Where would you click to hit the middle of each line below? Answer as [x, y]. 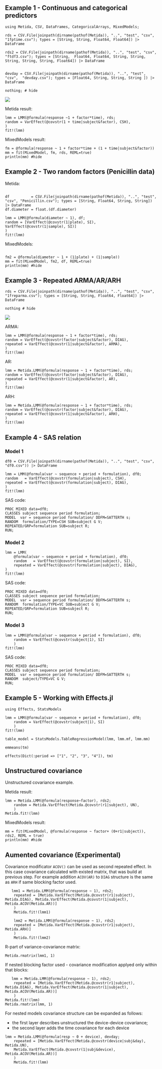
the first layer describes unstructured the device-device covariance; [80, 1023]
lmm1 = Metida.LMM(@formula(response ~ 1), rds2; [62, 891]
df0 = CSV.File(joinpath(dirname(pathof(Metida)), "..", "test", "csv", [80, 461]
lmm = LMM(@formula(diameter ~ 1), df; [45, 218]
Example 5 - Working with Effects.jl [59, 698]
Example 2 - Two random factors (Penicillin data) [80, 172]
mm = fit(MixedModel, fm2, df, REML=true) [48, 261]
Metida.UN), [17, 1045]
